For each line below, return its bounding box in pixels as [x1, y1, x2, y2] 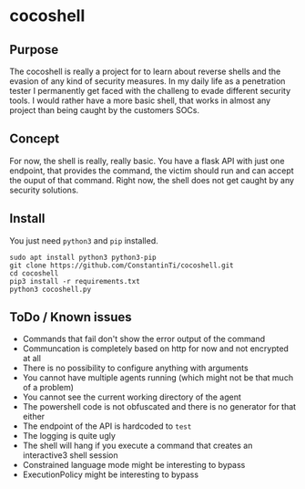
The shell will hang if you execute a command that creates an [22, 440, 253, 452]
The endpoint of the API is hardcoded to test [22, 421, 192, 432]
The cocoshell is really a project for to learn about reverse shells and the [9, 66, 281, 77]
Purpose [9, 42, 59, 57]
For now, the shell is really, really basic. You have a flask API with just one [9, 155, 285, 166]
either [22, 411, 46, 422]
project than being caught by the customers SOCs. [9, 105, 200, 115]
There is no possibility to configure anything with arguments [22, 362, 249, 374]
